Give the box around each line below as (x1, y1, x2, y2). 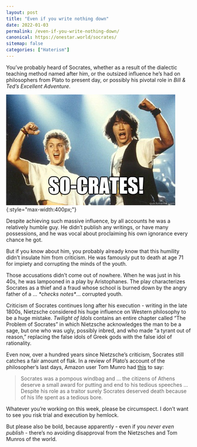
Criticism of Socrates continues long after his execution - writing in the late (6, 302, 188, 309)
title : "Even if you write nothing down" (6, 15, 109, 22)
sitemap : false (6, 41, 44, 47)
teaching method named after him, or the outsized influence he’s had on (6, 70, 181, 77)
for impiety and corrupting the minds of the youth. (6, 260, 128, 267)
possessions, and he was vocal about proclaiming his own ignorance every (6, 230, 188, 237)
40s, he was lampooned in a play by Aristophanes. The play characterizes (6, 278, 185, 285)
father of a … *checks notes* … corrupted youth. (6, 290, 123, 298)
